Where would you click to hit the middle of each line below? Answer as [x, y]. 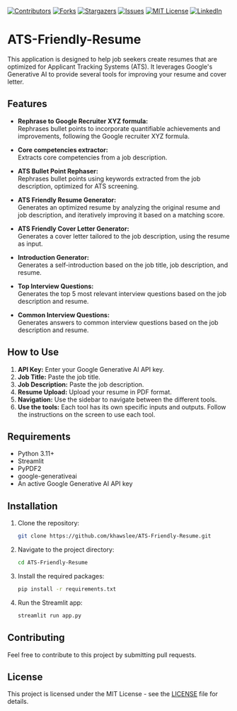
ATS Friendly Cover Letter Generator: [73, 228]
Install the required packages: [61, 576]
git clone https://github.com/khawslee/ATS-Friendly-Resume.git [114, 536]
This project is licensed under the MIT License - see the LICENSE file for [112, 694]
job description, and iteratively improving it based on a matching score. [121, 215]
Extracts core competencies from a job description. [92, 157]
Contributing [36, 638]
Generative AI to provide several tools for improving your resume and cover [117, 74]
